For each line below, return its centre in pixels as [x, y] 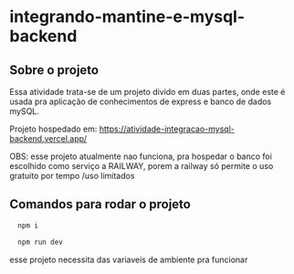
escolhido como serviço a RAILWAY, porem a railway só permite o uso [142, 166]
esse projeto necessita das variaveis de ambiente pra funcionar [129, 259]
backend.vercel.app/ [48, 138]
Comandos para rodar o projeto [100, 204]
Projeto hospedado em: [53, 129]
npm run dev [41, 242]
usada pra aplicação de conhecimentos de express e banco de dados [141, 101]
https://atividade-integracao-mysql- [167, 129]
